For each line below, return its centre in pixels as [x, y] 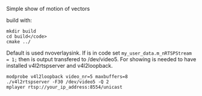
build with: [19, 20]
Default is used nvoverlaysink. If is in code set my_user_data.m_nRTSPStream [99, 53]
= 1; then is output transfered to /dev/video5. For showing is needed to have [101, 59]
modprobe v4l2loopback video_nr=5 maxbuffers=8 [67, 77]
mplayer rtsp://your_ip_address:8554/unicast [64, 87]
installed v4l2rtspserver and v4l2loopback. [60, 66]
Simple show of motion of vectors [48, 9]
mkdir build [21, 31]
